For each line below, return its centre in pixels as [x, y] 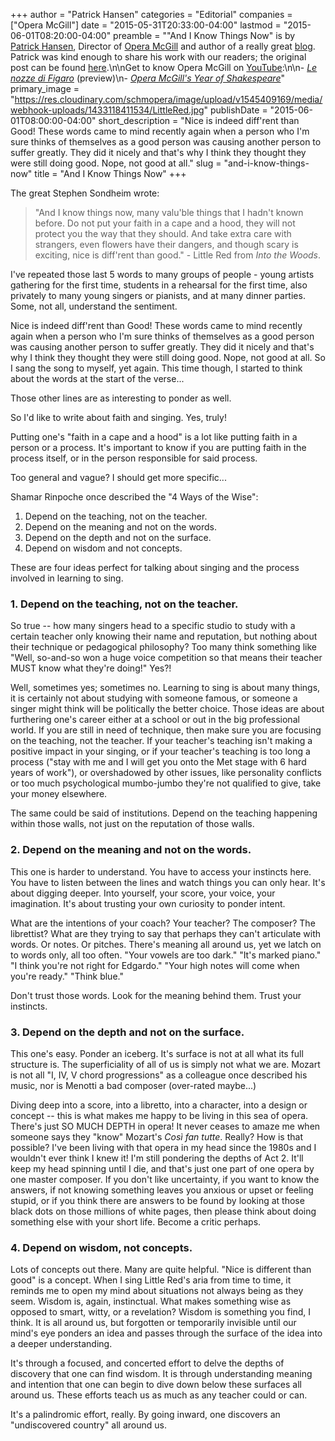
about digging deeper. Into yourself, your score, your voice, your [143, 893]
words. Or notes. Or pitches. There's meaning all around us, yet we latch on [166, 944]
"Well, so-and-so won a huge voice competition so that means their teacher [166, 658]
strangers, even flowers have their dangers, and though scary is [166, 244]
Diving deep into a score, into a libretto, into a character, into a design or [159, 1105]
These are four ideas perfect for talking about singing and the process [155, 567]
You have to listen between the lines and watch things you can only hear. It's [168, 882]
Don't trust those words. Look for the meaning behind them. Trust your [156, 995]
